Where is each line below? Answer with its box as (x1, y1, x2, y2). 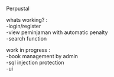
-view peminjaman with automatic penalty (6, 29, 108, 36)
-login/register (6, 23, 41, 29)
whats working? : (6, 16, 48, 23)
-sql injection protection (6, 59, 64, 66)
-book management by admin (6, 53, 79, 59)
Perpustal (6, 5, 30, 12)
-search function (6, 35, 47, 42)
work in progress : (6, 46, 50, 53)
